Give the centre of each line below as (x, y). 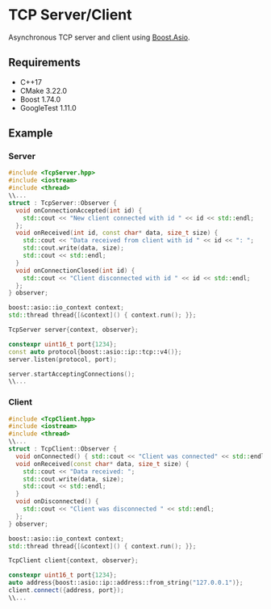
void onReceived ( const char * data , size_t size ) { (102, 464)
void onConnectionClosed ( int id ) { (75, 271)
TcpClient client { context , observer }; (73, 561)
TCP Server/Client (70, 15)
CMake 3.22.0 (43, 90)
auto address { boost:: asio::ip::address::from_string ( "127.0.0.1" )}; (126, 583)
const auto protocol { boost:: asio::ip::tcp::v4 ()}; (95, 352)
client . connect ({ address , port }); (67, 590)
